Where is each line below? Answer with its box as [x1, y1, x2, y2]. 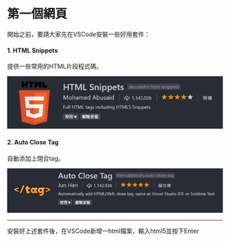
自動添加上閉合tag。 [7, 154, 65, 162]
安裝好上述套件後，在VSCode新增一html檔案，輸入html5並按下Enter [7, 227, 199, 236]
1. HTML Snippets [7, 46, 58, 55]
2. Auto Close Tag [7, 138, 59, 146]
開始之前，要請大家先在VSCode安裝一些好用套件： [7, 30, 151, 38]
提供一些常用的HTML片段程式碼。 [7, 62, 103, 70]
